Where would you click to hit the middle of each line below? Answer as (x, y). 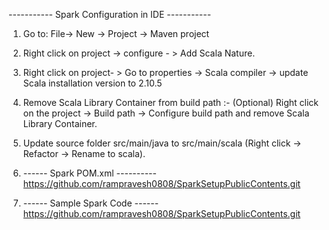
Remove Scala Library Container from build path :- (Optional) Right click (171, 102)
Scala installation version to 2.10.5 (92, 83)
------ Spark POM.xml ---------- (89, 173)
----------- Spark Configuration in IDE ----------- (110, 14)
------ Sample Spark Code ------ (91, 203)
